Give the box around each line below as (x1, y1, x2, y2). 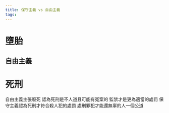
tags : (5, 12, 17, 17)
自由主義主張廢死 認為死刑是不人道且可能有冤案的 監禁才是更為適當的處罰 (5, 96, 158, 102)
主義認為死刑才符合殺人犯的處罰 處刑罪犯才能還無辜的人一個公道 (9, 102, 144, 108)
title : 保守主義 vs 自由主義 (5, 7, 61, 13)
